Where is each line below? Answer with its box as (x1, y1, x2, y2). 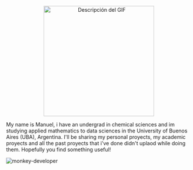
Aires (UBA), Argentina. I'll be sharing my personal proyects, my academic (6, 134, 186, 141)
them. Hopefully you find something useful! (6, 146, 111, 153)
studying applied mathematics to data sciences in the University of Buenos (6, 127, 188, 134)
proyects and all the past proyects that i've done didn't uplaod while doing (6, 140, 186, 146)
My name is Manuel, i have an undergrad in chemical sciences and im (6, 121, 175, 128)
